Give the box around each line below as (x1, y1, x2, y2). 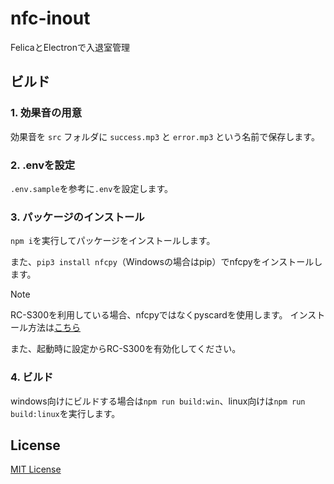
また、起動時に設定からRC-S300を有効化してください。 (10, 343, 242, 355)
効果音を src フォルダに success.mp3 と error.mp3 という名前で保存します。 (10, 130, 320, 142)
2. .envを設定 (10, 158, 76, 172)
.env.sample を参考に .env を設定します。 (10, 182, 173, 194)
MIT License (10, 463, 62, 476)
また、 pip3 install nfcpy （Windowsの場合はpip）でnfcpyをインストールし (10, 256, 323, 268)
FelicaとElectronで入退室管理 (10, 41, 130, 53)
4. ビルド (10, 370, 54, 384)
